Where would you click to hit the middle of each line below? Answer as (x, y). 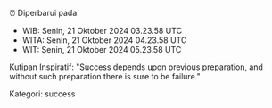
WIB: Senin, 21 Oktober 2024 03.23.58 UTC (102, 31)
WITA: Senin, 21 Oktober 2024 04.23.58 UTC (104, 40)
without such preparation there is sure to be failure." (105, 76)
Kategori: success (42, 94)
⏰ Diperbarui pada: (45, 13)
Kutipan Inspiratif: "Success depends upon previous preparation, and (136, 67)
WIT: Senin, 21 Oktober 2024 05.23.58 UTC (102, 50)
